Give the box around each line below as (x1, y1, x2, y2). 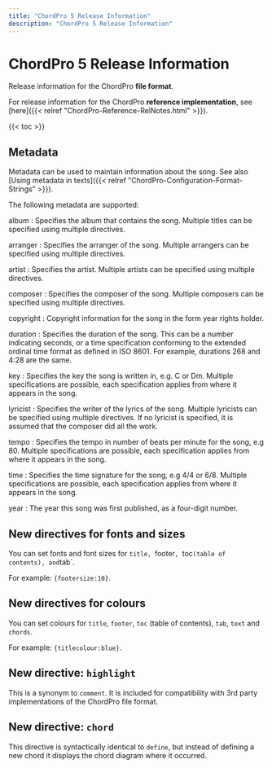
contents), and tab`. (8, 557, 75, 567)
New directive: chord (8, 720, 114, 734)
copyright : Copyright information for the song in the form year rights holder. (8, 314, 265, 323)
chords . (8, 626, 33, 636)
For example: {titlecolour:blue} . (8, 643, 122, 652)
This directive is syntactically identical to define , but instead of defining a (8, 742, 255, 752)
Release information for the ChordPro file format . (8, 81, 173, 91)
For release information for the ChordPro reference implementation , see (8, 97, 252, 107)
